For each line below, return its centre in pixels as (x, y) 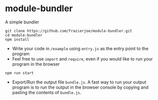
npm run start (20, 73)
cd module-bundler (24, 35)
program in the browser (36, 64)
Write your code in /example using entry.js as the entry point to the (80, 48)
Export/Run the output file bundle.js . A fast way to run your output (79, 82)
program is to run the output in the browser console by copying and (80, 87)
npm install (17, 40)
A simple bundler (22, 22)
